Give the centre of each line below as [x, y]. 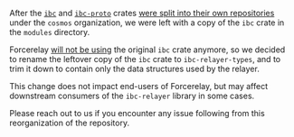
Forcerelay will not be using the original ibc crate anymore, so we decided [147, 50]
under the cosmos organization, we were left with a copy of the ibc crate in [147, 23]
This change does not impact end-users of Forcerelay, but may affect [139, 86]
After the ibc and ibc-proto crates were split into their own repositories [142, 13]
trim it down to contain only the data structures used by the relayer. [134, 68]
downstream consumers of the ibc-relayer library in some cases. [132, 96]
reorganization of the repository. [69, 123]
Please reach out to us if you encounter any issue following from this [137, 113]
